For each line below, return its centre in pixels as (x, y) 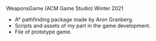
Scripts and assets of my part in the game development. (83, 26)
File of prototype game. (43, 32)
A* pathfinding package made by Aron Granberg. (74, 19)
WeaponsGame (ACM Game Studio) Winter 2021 (65, 8)
